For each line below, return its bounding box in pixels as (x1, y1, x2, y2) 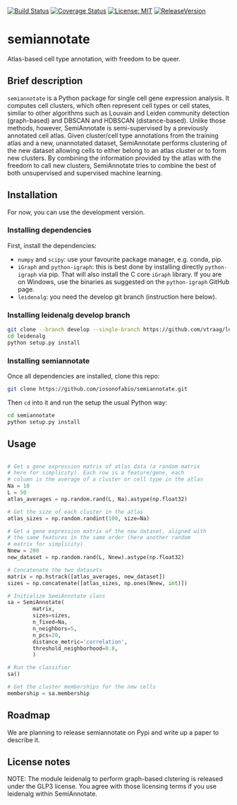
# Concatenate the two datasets (7, 566, 102, 574)
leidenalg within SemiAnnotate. (7, 789, 97, 798)
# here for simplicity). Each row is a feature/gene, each (7, 469, 185, 477)
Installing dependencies (7, 226, 92, 235)
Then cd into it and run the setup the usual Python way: (7, 398, 168, 407)
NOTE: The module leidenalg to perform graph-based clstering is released (7, 775, 224, 783)
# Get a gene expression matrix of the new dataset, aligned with (7, 527, 207, 535)
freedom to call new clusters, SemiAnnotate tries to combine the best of (7, 161, 217, 169)
